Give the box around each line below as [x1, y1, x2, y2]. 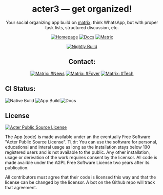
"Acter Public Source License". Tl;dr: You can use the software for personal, [5, 139, 158, 145]
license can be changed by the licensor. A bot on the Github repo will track [5, 179, 155, 185]
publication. [5, 165, 29, 171]
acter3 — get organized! [32, 3, 132, 15]
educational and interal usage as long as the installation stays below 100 [5, 144, 150, 150]
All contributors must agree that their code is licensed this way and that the [5, 174, 156, 180]
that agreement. [5, 185, 38, 191]
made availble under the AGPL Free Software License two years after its [5, 160, 150, 166]
